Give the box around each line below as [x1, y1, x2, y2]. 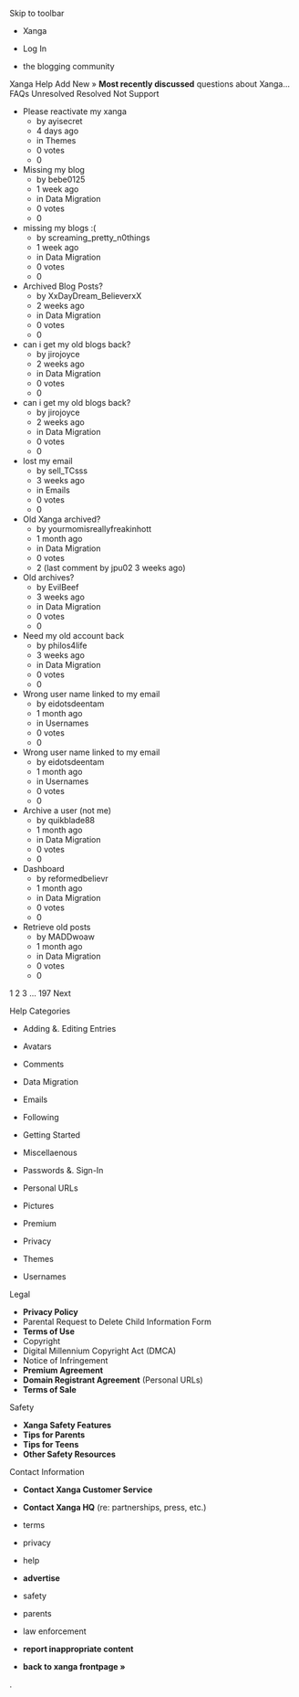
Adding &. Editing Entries [22, 1024, 117, 1034]
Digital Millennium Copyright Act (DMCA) [22, 1345, 177, 1356]
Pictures [22, 1201, 55, 1211]
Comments [22, 1059, 65, 1069]
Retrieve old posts [22, 922, 91, 932]
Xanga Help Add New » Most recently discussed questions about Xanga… [9, 79, 290, 90]
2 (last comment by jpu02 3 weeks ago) [36, 562, 186, 573]
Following [22, 1112, 59, 1122]
